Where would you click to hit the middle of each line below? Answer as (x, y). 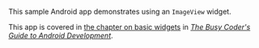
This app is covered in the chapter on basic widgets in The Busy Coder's (129, 27)
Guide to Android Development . (61, 36)
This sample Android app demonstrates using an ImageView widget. (120, 12)
